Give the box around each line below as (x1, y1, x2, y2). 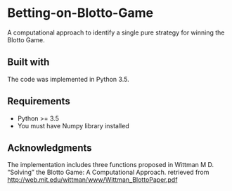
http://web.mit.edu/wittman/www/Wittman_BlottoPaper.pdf (7, 175, 178, 184)
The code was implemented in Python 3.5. (7, 75, 129, 83)
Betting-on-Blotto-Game (7, 5, 153, 21)
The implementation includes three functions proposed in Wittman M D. (7, 161, 214, 169)
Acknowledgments (7, 142, 93, 154)
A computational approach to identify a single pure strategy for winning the (7, 28, 225, 37)
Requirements (7, 95, 70, 107)
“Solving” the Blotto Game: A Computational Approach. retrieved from (7, 168, 210, 177)
